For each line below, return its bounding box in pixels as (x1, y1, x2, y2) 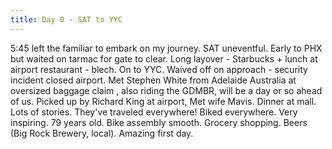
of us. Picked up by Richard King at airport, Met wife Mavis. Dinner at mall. (10, 95, 317, 107)
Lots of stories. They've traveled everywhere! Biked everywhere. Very (10, 106, 298, 118)
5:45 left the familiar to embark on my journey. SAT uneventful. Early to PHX (10, 42, 323, 54)
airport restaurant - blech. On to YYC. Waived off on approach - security (10, 63, 308, 75)
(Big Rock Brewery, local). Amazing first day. (10, 127, 194, 139)
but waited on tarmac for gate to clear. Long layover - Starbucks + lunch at (10, 52, 318, 65)
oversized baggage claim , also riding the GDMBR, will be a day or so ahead (10, 84, 323, 96)
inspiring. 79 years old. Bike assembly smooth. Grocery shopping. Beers (10, 116, 308, 128)
